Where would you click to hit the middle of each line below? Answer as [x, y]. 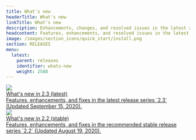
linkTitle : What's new [34, 22]
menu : [13, 50]
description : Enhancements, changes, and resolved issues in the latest [96, 28]
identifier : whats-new [44, 66]
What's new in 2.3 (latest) [37, 94]
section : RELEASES [28, 45]
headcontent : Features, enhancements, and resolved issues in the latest [98, 33]
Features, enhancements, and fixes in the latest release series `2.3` [87, 100]
